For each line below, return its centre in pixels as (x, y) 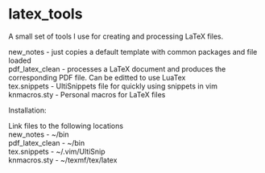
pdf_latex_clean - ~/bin (47, 142)
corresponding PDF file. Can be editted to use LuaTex (97, 77)
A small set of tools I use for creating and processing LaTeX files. (116, 36)
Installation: (27, 110)
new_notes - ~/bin (39, 134)
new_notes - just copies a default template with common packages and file (133, 51)
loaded (20, 60)
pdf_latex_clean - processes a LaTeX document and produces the (117, 68)
